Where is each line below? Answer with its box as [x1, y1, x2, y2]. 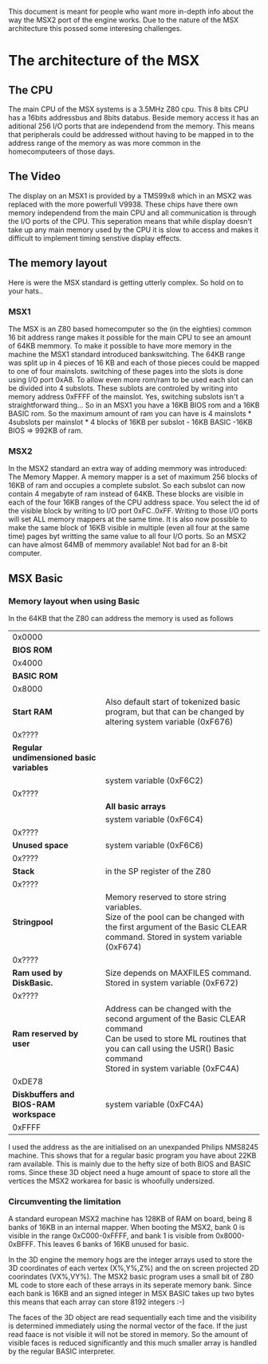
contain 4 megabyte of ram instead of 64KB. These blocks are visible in [8, 489, 244, 499]
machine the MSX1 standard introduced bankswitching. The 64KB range [8, 349, 246, 359]
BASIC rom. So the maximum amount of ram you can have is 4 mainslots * [8, 408, 252, 418]
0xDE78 [12, 1075, 44, 1087]
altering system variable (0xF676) [104, 716, 234, 727]
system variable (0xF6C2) [104, 775, 203, 786]
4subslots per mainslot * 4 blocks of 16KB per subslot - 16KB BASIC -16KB [8, 417, 253, 426]
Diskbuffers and [12, 1088, 75, 1099]
